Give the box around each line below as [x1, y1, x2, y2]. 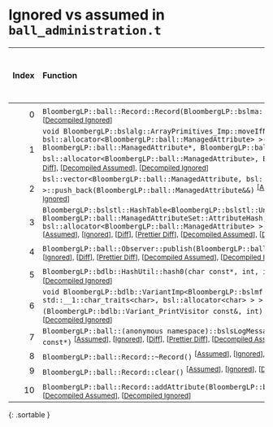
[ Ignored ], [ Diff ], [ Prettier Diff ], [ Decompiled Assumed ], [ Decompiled [42, 253, 262, 262]
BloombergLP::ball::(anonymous [42, 326, 164, 335]
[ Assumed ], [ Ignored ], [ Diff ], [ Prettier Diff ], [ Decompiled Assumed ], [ [42, 229, 262, 239]
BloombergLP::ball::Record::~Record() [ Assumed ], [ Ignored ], [42, 350, 266, 362]
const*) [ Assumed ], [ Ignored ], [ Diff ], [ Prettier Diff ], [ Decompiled [42, 334, 253, 347]
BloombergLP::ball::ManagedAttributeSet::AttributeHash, [42, 213, 267, 223]
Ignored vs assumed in [8, 6, 165, 24]
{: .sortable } [8, 410, 50, 420]
